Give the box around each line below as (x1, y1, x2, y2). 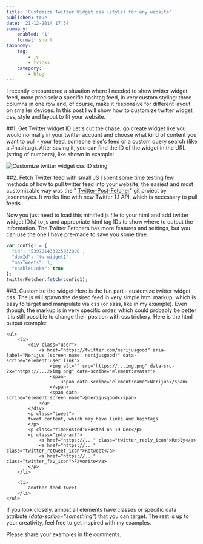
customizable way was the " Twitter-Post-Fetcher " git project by (6, 187, 167, 194)
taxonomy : (6, 43, 32, 49)
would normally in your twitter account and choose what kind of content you (6, 131, 197, 139)
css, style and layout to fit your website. (6, 113, 106, 121)
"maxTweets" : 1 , (12, 259, 53, 265)
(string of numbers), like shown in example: (6, 151, 115, 158)
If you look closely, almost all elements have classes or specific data (6, 506, 177, 514)
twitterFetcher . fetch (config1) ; (6, 276, 88, 282)
